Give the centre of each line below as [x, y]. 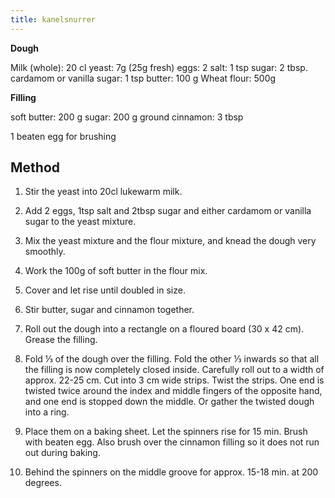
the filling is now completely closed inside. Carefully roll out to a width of [174, 370]
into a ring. [47, 412]
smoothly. [45, 252]
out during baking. [62, 453]
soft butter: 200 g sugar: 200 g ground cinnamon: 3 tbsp [127, 117]
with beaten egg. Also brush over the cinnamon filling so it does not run [172, 442]
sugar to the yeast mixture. [80, 222]
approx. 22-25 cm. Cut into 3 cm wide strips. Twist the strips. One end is [174, 380]
